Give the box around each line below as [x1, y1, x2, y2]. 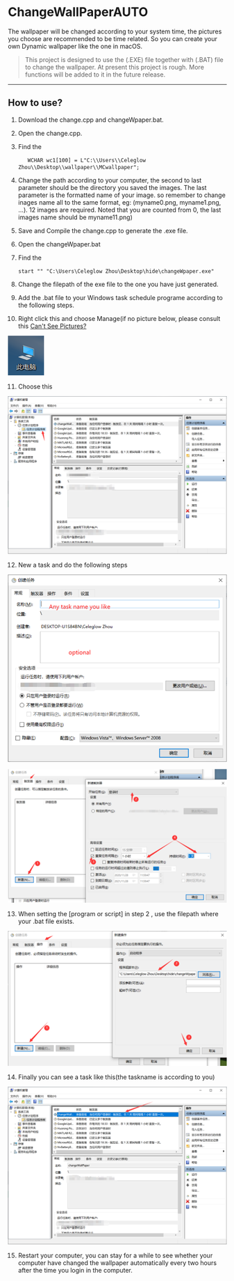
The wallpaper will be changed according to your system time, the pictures [8, 27, 222, 36]
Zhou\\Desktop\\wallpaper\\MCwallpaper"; [17, 164, 140, 171]
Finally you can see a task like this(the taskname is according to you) [17, 1073, 215, 1081]
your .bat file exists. [17, 917, 75, 926]
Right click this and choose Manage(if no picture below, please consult [17, 314, 221, 322]
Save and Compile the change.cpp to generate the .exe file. [17, 226, 188, 235]
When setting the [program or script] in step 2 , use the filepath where [17, 910, 219, 918]
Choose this [17, 382, 53, 391]
